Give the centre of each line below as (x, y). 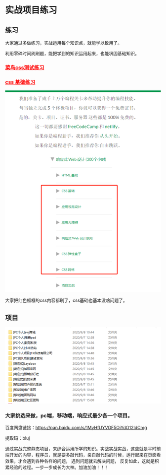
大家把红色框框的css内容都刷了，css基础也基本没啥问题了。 (66, 300)
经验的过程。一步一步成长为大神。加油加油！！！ (59, 467)
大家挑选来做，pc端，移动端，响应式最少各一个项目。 (69, 416)
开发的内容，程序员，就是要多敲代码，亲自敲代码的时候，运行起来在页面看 (85, 455)
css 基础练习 (20, 82)
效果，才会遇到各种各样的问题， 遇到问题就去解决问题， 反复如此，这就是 (80, 461)
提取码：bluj (18, 438)
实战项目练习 (31, 10)
